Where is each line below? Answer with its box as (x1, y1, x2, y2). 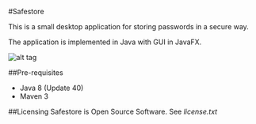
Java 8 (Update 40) (19, 83, 84, 92)
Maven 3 (19, 92, 49, 101)
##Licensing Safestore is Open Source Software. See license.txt (8, 107, 218, 116)
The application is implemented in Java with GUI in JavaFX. (8, 37, 202, 47)
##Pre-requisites (8, 68, 63, 77)
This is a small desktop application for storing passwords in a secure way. (8, 22, 250, 31)
